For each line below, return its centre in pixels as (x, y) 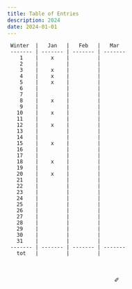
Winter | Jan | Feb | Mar (65, 46)
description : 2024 (34, 20)
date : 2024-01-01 (32, 27)
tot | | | (58, 253)
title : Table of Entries (43, 14)
